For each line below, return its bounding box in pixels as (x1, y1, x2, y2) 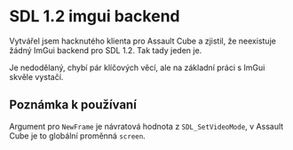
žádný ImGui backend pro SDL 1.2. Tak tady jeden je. (9, 44, 202, 55)
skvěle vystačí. (9, 71, 64, 82)
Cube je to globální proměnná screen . (9, 130, 146, 141)
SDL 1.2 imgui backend (9, 6, 180, 27)
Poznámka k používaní (9, 98, 138, 113)
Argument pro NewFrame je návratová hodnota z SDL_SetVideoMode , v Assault (9, 121, 284, 131)
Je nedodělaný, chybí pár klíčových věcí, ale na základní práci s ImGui (9, 62, 265, 73)
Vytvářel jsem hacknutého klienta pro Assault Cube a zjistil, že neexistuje (9, 36, 277, 46)
